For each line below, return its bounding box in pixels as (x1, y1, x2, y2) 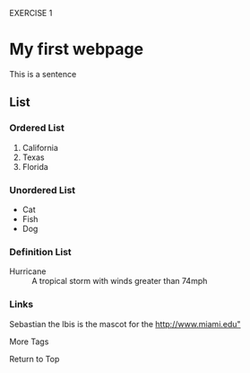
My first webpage (9, 40, 144, 59)
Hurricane (9, 266, 47, 277)
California (22, 142, 58, 153)
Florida (22, 161, 49, 172)
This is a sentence (9, 68, 77, 79)
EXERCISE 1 (9, 8, 53, 18)
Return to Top (9, 353, 60, 364)
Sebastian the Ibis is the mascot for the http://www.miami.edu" (9, 318, 241, 329)
